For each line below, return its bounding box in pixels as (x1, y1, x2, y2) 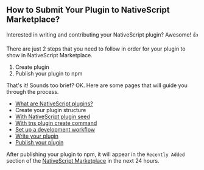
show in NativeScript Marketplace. (6, 51, 93, 58)
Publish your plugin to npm (15, 69, 83, 77)
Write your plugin (15, 132, 59, 140)
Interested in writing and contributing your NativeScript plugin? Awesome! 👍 (6, 30, 199, 38)
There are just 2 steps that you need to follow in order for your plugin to (6, 45, 186, 52)
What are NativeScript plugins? (15, 100, 93, 107)
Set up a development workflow (15, 126, 96, 133)
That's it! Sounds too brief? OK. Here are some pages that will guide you (6, 82, 188, 89)
